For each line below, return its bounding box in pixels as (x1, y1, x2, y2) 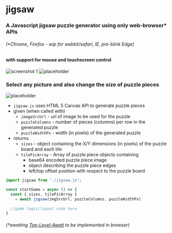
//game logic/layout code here (10, 206, 77, 211)
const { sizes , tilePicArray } (10, 192, 77, 197)
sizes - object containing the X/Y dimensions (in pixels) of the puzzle (20, 141, 167, 147)
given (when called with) (13, 108, 66, 114)
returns (13, 135, 29, 141)
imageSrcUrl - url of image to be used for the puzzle (20, 114, 131, 120)
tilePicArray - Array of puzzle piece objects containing (20, 152, 139, 158)
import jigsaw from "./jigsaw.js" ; (6, 178, 82, 183)
